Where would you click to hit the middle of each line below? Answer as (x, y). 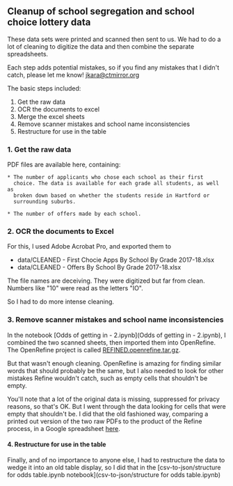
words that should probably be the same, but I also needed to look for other (115, 370)
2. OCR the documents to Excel (61, 231)
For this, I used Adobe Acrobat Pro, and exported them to (89, 246)
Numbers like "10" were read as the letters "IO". (75, 288)
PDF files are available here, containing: (64, 165)
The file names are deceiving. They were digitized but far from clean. (106, 281)
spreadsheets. (28, 54)
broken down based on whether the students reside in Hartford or (112, 196)
